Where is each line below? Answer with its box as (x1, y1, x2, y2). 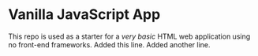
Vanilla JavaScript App (8, 6, 161, 24)
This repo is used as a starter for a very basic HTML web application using (8, 32, 251, 41)
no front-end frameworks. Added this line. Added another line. (8, 39, 211, 49)
